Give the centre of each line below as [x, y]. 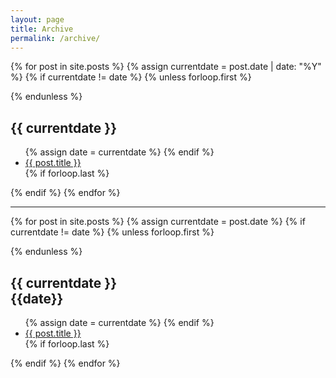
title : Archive [42, 29]
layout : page [37, 19]
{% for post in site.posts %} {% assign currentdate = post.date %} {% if [158, 222]
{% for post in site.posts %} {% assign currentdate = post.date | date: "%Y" [166, 67]
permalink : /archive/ [55, 38]
